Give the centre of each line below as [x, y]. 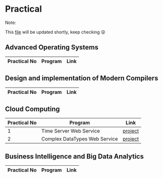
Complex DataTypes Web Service [80, 139]
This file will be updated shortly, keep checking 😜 [55, 32]
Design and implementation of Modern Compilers [82, 78]
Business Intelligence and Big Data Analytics [74, 156]
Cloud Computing [32, 109]
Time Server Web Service [71, 131]
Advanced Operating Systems [52, 47]
